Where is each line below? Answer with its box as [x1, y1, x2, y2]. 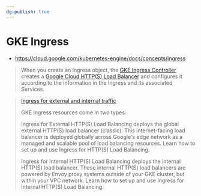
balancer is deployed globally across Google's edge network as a [20, 133, 183, 140]
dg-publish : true [6, 8, 50, 15]
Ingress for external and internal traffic [20, 97, 116, 104]
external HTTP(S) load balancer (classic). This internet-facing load [20, 127, 186, 134]
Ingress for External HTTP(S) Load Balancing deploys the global [20, 120, 179, 127]
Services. [20, 85, 45, 93]
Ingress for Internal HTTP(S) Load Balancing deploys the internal [20, 158, 181, 165]
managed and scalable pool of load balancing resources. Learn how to [20, 139, 196, 147]
